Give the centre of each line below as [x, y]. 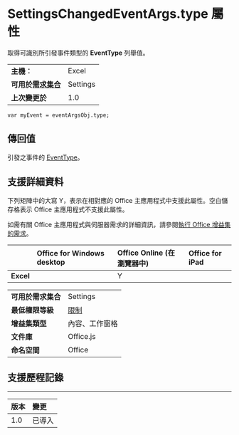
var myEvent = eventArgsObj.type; [59, 115]
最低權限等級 [33, 310]
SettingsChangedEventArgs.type [108, 14]
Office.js [82, 336]
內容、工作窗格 [93, 323]
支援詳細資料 [36, 182]
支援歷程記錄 [36, 377]
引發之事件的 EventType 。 [46, 157]
